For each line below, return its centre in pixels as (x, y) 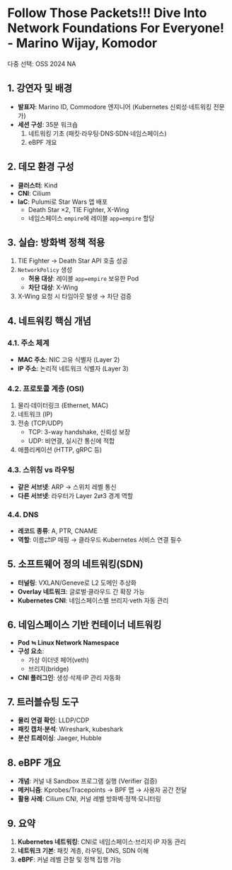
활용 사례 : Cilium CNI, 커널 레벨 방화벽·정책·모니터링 (89, 799)
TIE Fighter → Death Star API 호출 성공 (73, 261)
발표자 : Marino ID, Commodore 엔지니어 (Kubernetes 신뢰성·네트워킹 (115, 106)
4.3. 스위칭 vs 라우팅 (41, 470)
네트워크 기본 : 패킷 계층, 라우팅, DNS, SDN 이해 (83, 851)
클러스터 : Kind (37, 185)
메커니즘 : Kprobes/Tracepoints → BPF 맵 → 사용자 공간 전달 (102, 790)
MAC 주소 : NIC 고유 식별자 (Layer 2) (69, 360)
